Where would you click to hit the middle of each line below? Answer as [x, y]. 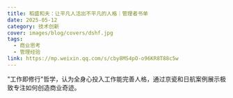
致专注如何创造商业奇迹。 [44, 88]
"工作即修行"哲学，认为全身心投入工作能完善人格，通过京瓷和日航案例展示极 [117, 79]
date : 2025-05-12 [32, 20]
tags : [15, 39]
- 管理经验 [27, 52]
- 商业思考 [27, 46]
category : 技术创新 [33, 26]
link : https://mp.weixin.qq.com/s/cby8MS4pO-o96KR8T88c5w [93, 59]
